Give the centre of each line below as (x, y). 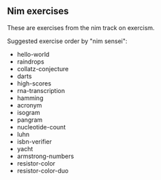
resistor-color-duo (43, 170)
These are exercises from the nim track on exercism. (81, 27)
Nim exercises (38, 11)
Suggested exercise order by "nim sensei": (67, 41)
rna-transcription (41, 90)
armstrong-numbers (45, 156)
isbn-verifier (34, 141)
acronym (29, 105)
